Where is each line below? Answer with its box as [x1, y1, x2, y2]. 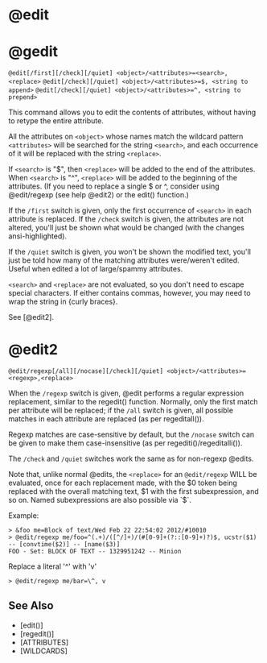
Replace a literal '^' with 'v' [8, 561, 97, 571]
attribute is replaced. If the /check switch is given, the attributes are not [8, 214, 244, 224]
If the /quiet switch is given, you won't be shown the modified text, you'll [8, 247, 252, 257]
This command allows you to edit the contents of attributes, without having [8, 107, 257, 118]
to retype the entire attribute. [8, 116, 105, 126]
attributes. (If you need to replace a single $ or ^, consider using [8, 181, 220, 191]
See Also [8, 599, 54, 613]
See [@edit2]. [8, 313, 55, 322]
